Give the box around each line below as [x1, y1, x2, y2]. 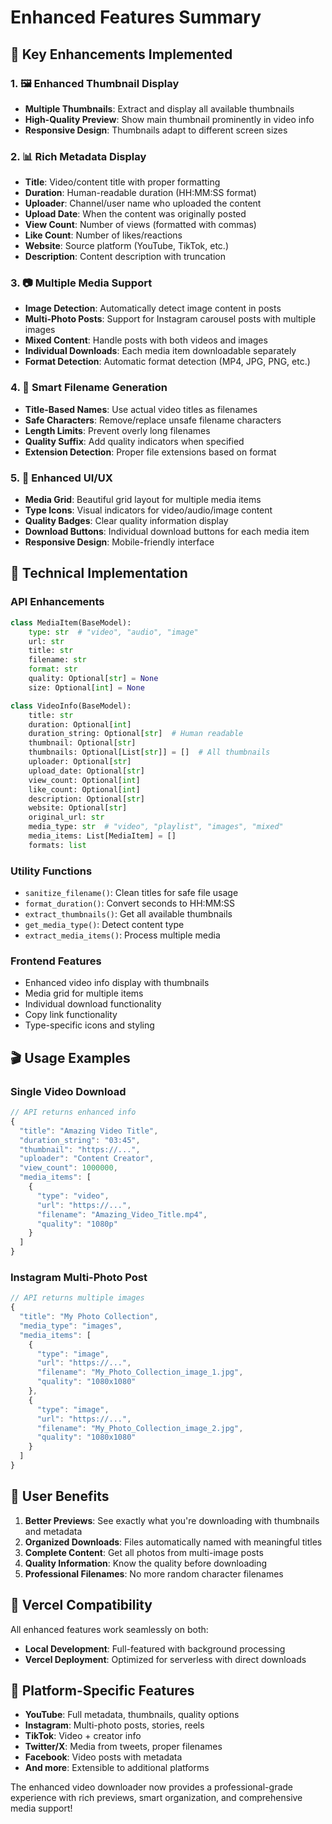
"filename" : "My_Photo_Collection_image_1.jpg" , [36, 1367, 244, 1378]
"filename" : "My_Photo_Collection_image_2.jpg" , [36, 1423, 244, 1433]
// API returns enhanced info [10, 1107, 137, 1118]
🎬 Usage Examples [10, 1049, 131, 1066]
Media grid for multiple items [24, 987, 144, 1000]
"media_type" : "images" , [19, 1321, 123, 1331]
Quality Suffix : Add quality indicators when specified [24, 435, 245, 447]
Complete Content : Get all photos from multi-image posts [24, 1546, 264, 1558]
